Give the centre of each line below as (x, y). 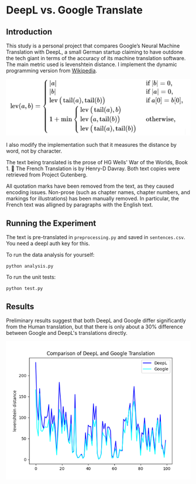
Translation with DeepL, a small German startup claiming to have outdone (94, 52)
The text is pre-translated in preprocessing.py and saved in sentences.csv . (96, 237)
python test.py (25, 289)
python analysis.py (30, 267)
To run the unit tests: (31, 277)
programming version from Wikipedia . (52, 70)
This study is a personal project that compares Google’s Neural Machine (93, 46)
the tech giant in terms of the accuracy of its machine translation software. (96, 58)
